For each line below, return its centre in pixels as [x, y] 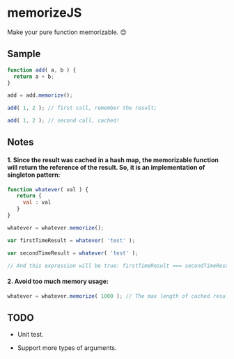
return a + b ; [34, 77]
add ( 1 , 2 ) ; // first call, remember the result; [82, 108]
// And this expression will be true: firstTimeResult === [95, 266]
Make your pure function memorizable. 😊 [67, 32]
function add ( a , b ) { [42, 70]
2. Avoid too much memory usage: [58, 281]
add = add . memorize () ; [40, 95]
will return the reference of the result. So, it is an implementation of [106, 167]
